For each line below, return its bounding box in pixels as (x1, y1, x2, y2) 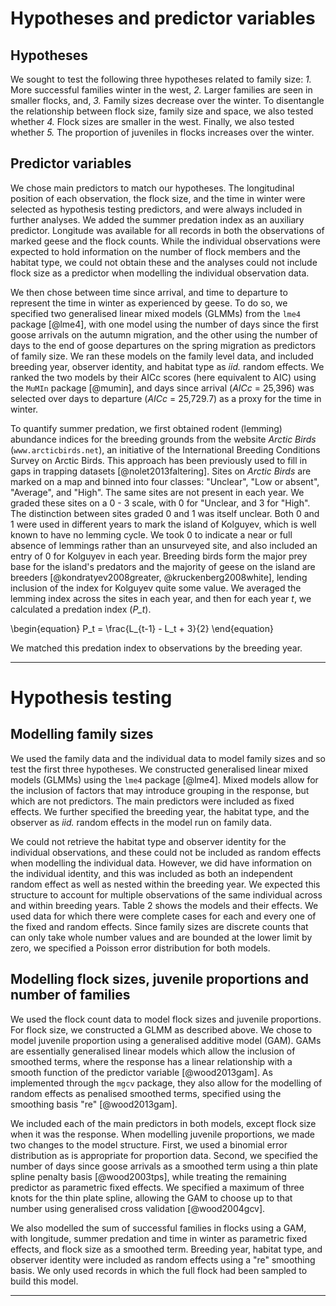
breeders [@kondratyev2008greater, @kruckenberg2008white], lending (10, 571, 308, 583)
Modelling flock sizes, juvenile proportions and (10, 971, 309, 988)
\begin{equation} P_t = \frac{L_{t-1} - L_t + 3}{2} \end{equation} (10, 622, 274, 634)
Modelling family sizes (10, 726, 154, 743)
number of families (10, 987, 131, 1004)
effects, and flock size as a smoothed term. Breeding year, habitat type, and (10, 1243, 323, 1255)
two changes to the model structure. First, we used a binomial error (10, 1138, 288, 1151)
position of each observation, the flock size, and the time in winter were (10, 192, 306, 204)
